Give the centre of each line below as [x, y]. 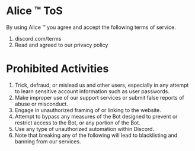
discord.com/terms [38, 38]
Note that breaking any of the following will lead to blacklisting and [96, 135]
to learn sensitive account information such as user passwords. [92, 91]
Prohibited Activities [57, 69]
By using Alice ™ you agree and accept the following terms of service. [91, 27]
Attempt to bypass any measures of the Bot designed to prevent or [96, 116]
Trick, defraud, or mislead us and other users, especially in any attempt [102, 85]
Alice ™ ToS [35, 11]
